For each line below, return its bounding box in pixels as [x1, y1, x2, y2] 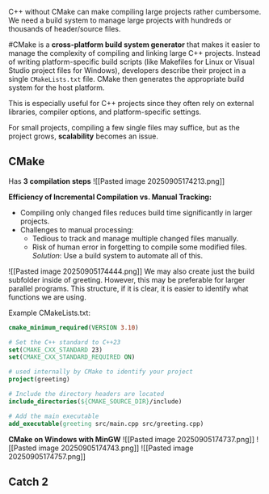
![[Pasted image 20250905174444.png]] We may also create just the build [8, 266, 255, 276]
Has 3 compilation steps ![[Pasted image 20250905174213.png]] [8, 176, 225, 185]
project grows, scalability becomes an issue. [8, 131, 159, 141]
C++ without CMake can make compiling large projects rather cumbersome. [8, 7, 262, 16]
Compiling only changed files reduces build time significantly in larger [19, 207, 253, 217]
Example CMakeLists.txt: [8, 308, 91, 317]
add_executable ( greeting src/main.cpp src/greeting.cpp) [8, 419, 204, 428]
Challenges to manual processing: [19, 224, 134, 234]
